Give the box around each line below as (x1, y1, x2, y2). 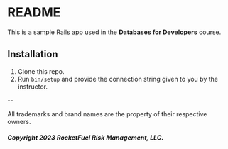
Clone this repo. (17, 67, 65, 75)
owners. (7, 117, 31, 126)
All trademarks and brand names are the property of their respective (7, 109, 207, 118)
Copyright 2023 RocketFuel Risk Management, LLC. (7, 133, 164, 142)
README (7, 4, 61, 21)
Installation (7, 48, 58, 60)
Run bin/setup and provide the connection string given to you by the (17, 74, 219, 83)
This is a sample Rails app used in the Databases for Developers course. (7, 28, 222, 36)
